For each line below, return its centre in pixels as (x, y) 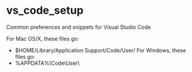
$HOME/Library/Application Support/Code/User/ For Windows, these (101, 50)
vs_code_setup (45, 10)
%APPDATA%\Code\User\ (47, 63)
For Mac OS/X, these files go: (43, 38)
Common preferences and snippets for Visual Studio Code (79, 27)
